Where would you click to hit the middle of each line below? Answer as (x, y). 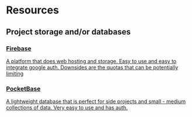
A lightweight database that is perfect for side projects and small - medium (96, 101)
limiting (15, 73)
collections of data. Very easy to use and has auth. (67, 108)
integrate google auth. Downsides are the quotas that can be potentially (92, 67)
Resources (33, 10)
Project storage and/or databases (69, 32)
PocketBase (23, 88)
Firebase (19, 49)
